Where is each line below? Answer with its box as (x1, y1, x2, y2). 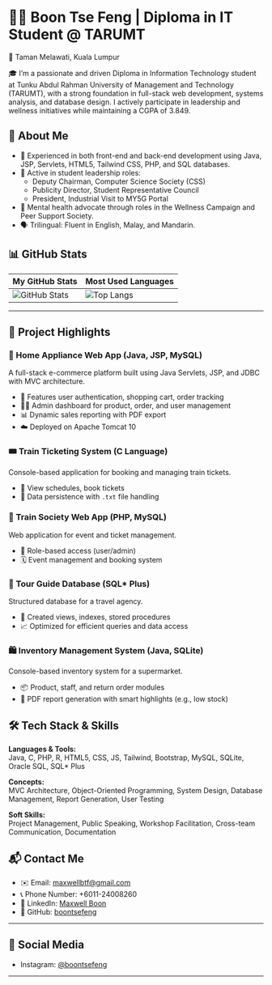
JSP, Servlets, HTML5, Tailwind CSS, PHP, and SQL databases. (19, 159, 231, 169)
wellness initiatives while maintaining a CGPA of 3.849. (8, 105, 191, 115)
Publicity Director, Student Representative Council (32, 185, 200, 194)
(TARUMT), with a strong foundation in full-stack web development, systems (8, 88, 264, 98)
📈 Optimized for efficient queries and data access (19, 622, 189, 631)
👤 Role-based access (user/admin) (19, 546, 136, 555)
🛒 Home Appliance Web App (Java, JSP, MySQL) (8, 349, 202, 360)
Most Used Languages (84, 275, 174, 287)
